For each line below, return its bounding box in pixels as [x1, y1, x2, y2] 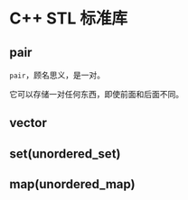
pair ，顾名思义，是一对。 [9, 69, 106, 80]
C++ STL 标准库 [9, 8, 128, 29]
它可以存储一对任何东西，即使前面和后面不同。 [9, 89, 183, 99]
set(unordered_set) [9, 146, 121, 161]
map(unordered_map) [9, 177, 136, 192]
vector [9, 115, 47, 131]
